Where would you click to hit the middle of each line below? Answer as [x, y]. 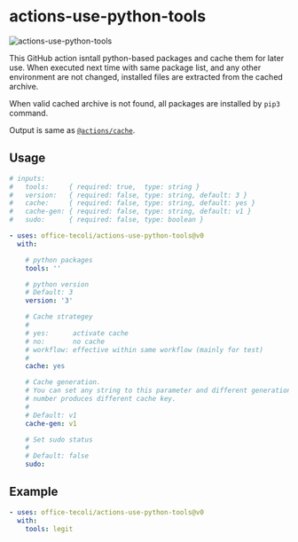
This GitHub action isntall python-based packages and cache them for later [147, 58]
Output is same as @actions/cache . [72, 130]
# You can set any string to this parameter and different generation [158, 391]
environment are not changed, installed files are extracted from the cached [146, 76]
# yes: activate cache [77, 333]
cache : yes [45, 366]
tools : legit [49, 529]
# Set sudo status [59, 440]
